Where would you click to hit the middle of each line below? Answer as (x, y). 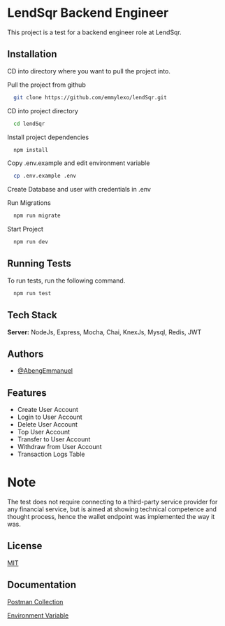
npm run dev (31, 242)
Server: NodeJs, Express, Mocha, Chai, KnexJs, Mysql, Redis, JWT (104, 332)
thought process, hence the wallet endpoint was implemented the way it (111, 517)
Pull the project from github (46, 85)
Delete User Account (48, 425)
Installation (32, 54)
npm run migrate (37, 216)
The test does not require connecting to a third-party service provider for (112, 502)
